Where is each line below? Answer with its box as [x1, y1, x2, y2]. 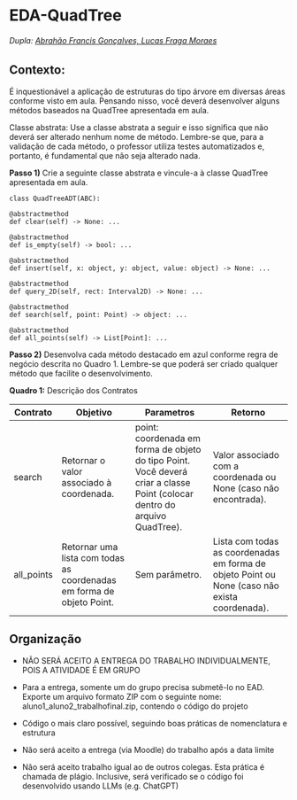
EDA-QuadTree [9, 5, 122, 26]
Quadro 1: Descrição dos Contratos [9, 384, 139, 395]
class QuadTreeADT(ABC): [9, 194, 101, 203]
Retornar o [61, 454, 106, 466]
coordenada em [134, 431, 201, 444]
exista [212, 590, 239, 602]
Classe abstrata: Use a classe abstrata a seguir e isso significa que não [9, 121, 269, 133]
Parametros [144, 406, 195, 418]
